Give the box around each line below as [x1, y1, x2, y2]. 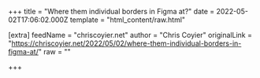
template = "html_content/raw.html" [69, 15, 186, 24]
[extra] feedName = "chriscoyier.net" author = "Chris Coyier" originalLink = [8, 31, 252, 39]
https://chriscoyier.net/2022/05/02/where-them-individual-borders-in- [11, 39, 242, 48]
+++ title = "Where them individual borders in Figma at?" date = [8, 7, 215, 16]
